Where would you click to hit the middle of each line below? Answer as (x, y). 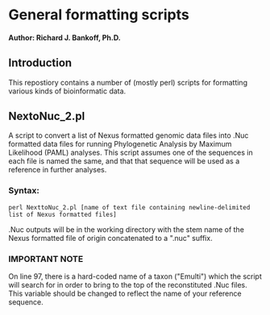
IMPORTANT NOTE (46, 259)
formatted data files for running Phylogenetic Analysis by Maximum (120, 144)
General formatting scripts (99, 15)
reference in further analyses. (58, 170)
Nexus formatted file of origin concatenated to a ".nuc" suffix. (110, 238)
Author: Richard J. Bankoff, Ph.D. (64, 37)
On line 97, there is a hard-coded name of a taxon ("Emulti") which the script (135, 276)
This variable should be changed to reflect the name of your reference (125, 293)
